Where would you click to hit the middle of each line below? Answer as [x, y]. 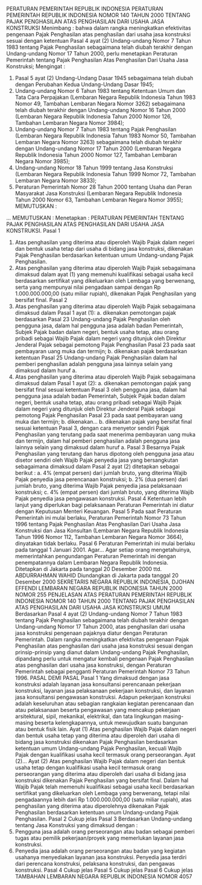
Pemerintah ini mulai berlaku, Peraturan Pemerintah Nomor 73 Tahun [100, 518]
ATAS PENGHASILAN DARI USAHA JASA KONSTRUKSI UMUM [93, 607]
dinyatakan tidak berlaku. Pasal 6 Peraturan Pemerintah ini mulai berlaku [105, 543]
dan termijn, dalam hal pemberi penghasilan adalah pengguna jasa [97, 441]
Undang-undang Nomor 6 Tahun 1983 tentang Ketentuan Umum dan [100, 91]
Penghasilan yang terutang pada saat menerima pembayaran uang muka [105, 434]
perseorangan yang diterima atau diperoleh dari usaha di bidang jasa [100, 774]
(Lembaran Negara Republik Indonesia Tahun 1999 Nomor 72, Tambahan [105, 174]
